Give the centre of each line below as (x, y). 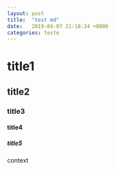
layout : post (26, 13)
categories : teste (33, 33)
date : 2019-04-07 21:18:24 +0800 (58, 26)
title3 (16, 111)
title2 (18, 92)
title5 (15, 143)
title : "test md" (33, 20)
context (18, 160)
